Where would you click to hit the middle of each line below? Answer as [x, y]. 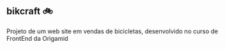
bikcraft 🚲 [29, 11]
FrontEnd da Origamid [37, 38]
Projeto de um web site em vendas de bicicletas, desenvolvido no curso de [113, 31]
